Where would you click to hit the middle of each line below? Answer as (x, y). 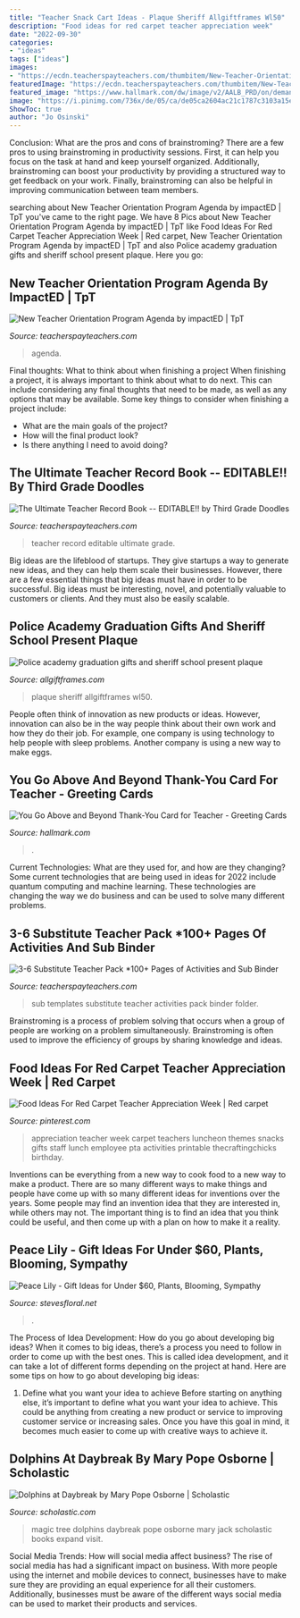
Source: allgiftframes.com (57, 679)
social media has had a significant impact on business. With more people (144, 1565)
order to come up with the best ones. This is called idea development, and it (149, 1356)
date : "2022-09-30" (46, 34)
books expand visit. (67, 1538)
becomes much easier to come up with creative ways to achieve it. (145, 1430)
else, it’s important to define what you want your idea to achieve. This (150, 1402)
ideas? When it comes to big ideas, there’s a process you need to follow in (146, 1347)
